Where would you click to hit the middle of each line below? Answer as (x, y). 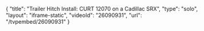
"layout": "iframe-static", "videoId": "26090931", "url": (74, 15)
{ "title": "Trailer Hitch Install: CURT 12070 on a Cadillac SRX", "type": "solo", (102, 9)
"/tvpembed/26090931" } (38, 22)
